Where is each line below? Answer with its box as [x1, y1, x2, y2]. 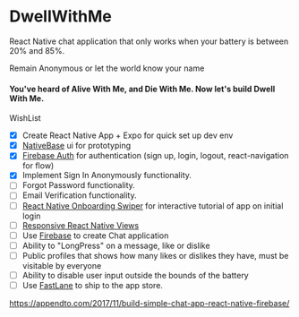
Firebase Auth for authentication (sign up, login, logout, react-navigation [21, 150, 289, 161]
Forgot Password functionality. [21, 180, 136, 191]
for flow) [21, 160, 55, 171]
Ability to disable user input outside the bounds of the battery [21, 270, 249, 280]
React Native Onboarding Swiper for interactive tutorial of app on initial [21, 200, 284, 211]
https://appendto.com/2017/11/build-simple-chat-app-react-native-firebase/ [9, 297, 290, 308]
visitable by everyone [21, 260, 102, 270]
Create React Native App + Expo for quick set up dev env [21, 130, 234, 141]
